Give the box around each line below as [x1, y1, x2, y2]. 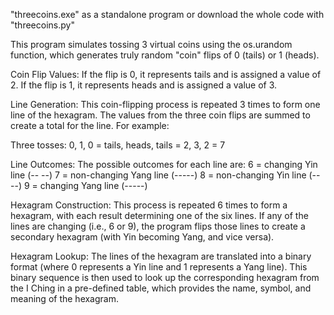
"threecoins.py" [10, 19, 75, 31]
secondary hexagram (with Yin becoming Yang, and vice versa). [10, 231, 275, 243]
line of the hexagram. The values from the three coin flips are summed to [10, 109, 311, 121]
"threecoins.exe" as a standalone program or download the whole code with [10, 9, 325, 20]
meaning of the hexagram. [10, 293, 119, 304]
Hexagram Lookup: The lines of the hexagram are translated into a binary [10, 250, 312, 262]
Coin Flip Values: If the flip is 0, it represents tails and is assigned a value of [10, 69, 322, 80]
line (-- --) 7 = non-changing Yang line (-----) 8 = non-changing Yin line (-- [10, 169, 321, 181]
